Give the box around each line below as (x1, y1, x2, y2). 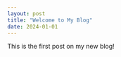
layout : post (7, 10, 46, 17)
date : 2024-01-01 (7, 23, 58, 30)
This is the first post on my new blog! (7, 42, 115, 51)
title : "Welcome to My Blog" (7, 17, 93, 24)
